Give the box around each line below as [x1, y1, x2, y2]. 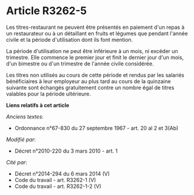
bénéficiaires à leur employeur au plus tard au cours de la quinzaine [6, 78, 171, 85]
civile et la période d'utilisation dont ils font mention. [6, 36, 133, 43]
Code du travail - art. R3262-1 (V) [14, 176, 96, 183]
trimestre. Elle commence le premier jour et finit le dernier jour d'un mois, [6, 54, 184, 61]
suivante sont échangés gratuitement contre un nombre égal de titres [6, 84, 175, 91]
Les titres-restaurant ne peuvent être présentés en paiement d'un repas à [6, 24, 185, 31]
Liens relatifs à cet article [6, 101, 70, 108]
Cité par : [6, 158, 28, 166]
